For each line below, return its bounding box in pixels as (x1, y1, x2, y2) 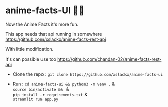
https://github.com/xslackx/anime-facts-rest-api (5, 36, 106, 42)
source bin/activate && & (12, 86, 69, 92)
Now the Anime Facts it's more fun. (5, 21, 79, 27)
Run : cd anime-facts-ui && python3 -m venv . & (12, 81, 115, 87)
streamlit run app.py (12, 97, 58, 102)
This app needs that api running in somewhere (5, 31, 102, 37)
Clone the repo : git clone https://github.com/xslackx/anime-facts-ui (12, 71, 163, 77)
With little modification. (5, 46, 54, 52)
